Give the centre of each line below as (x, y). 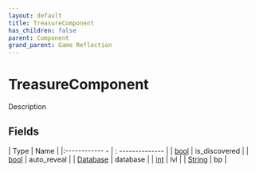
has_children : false (43, 30)
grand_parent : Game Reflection (60, 45)
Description (27, 107)
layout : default (35, 16)
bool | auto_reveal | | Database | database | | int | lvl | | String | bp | (118, 159)
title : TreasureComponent (51, 23)
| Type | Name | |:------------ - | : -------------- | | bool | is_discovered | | (129, 150)
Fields (24, 132)
